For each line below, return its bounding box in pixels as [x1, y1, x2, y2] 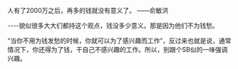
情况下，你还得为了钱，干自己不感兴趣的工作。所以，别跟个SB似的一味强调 [7, 46, 228, 53]
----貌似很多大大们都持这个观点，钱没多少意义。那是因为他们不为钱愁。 [7, 21, 219, 30]
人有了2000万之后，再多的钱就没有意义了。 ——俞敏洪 [7, 6, 169, 14]
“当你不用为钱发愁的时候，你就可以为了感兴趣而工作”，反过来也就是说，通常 [7, 36, 232, 45]
